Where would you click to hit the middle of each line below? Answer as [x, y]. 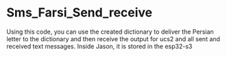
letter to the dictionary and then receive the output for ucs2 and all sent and [113, 38]
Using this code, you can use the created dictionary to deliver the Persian [110, 32]
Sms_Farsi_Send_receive [80, 13]
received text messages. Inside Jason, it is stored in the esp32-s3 [99, 46]
